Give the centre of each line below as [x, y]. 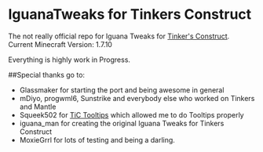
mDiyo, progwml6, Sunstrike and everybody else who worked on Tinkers [137, 98]
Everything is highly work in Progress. [69, 60]
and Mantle [38, 107]
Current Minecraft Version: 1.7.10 [60, 44]
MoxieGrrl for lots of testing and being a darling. [97, 139]
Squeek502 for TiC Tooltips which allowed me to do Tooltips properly [132, 114]
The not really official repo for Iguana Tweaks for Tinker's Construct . [119, 36]
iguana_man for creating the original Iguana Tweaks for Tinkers [122, 123]
